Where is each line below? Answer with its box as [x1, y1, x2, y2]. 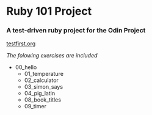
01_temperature [24, 70, 64, 78]
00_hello [15, 64, 37, 71]
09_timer [24, 103, 47, 110]
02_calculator [24, 76, 59, 84]
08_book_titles [24, 96, 61, 103]
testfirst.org [6, 40, 36, 47]
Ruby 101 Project [6, 4, 92, 18]
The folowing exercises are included [6, 52, 98, 59]
